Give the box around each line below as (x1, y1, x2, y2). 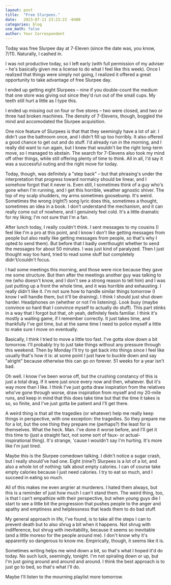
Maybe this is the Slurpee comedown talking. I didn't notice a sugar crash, (5, 453, 161, 459)
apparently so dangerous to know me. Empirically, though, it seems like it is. (5, 537, 164, 544)
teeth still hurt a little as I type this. (5, 98, 77, 104)
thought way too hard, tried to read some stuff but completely (5, 251, 135, 257)
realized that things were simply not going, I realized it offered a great (5, 72, 151, 77)
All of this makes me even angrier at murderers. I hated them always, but (5, 484, 158, 490)
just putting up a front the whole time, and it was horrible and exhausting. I (5, 283, 161, 289)
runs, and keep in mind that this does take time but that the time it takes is (5, 395, 160, 401)
